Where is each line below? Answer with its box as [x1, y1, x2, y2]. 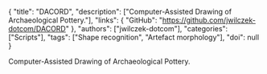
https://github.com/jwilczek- [162, 15, 256, 25]
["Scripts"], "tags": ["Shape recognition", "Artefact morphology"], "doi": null [8, 32, 260, 42]
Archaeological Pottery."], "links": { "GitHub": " [8, 15, 163, 25]
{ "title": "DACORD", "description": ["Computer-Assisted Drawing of [8, 7, 232, 16]
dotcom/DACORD [8, 24, 66, 33]
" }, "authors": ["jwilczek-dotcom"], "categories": [65, 24, 228, 33]
